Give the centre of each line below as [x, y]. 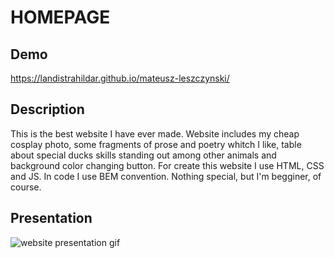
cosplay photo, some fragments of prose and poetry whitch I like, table [156, 144]
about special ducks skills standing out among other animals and [143, 155]
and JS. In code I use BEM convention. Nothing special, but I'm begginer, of [166, 176]
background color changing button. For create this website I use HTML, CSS [167, 165]
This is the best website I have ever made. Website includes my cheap [155, 133]
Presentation [51, 218]
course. [26, 187]
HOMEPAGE [60, 17]
